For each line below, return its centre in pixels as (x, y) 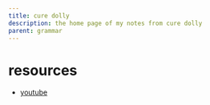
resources (43, 70)
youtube (34, 92)
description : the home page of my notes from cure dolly (105, 23)
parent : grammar (35, 30)
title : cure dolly (39, 16)
